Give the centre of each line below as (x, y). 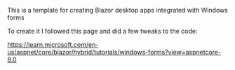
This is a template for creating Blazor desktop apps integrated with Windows (117, 10)
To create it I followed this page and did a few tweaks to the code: (102, 31)
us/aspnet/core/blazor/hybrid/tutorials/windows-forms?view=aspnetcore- (114, 52)
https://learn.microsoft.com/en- (53, 44)
